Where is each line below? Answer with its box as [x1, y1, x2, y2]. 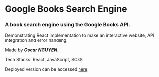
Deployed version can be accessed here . [5, 66, 89, 72]
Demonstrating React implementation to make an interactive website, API [5, 32, 155, 38]
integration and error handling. [5, 38, 68, 43]
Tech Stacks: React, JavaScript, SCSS [5, 57, 83, 63]
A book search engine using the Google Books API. [5, 21, 130, 28]
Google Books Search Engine [5, 3, 127, 15]
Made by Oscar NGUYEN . [5, 47, 59, 53]
